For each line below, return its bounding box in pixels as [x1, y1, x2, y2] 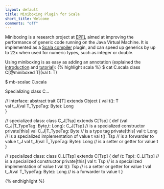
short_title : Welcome [5, 16, 49, 21]
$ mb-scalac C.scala [5, 79, 47, 85]
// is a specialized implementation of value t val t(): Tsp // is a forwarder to [5, 133, 154, 139]
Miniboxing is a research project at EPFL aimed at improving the [5, 34, 134, 40]
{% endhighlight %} [5, 178, 45, 184]
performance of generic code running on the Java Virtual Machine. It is [5, 40, 148, 45]
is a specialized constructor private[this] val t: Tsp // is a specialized [5, 158, 142, 164]
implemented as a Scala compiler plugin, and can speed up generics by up [5, 44, 156, 50]
